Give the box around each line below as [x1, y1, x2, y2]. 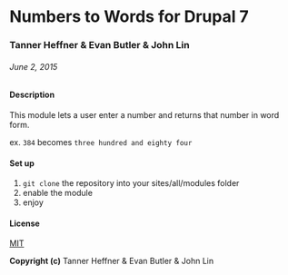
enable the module [22, 188, 94, 199]
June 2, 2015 [9, 61, 58, 72]
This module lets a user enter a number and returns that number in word [9, 109, 280, 120]
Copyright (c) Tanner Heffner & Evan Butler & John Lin [9, 256, 214, 267]
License [9, 218, 41, 229]
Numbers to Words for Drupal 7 [9, 6, 250, 27]
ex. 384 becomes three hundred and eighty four [9, 136, 193, 147]
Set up [9, 157, 35, 169]
